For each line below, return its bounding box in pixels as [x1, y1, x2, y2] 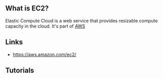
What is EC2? [5, 4, 49, 13]
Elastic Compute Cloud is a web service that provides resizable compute [5, 17, 158, 23]
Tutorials [5, 66, 34, 75]
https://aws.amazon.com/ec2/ [12, 51, 77, 58]
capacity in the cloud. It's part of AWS [5, 23, 85, 29]
